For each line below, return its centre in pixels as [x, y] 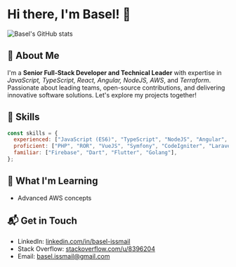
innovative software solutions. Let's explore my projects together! [102, 95]
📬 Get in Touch [42, 221]
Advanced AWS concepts [54, 198]
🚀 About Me [33, 56]
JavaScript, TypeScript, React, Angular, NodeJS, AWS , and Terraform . [109, 80]
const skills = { [33, 133]
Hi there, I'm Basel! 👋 [69, 14]
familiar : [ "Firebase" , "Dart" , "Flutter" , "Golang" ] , [96, 153]
